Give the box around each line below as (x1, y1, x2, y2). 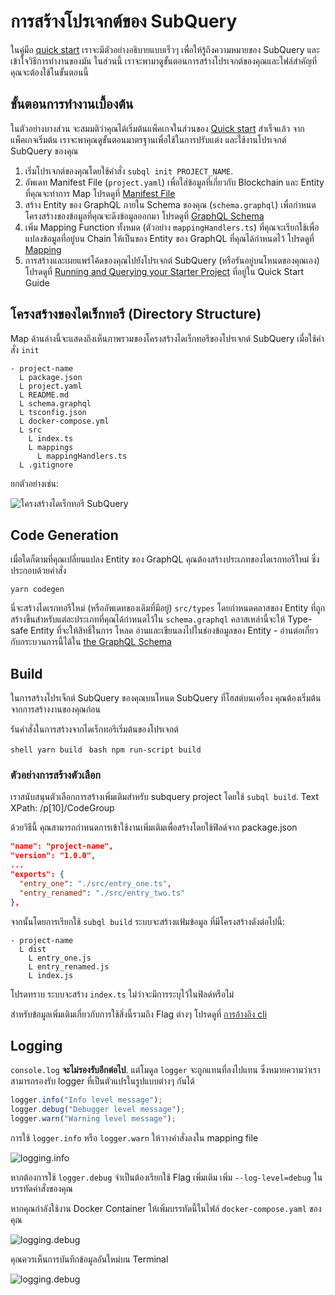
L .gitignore (19, 460, 74, 470)
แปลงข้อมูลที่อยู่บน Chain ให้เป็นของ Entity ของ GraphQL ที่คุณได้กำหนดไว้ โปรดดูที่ (24, 232, 315, 244)
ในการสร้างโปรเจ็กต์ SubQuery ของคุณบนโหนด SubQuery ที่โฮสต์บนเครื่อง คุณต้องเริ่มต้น (10, 692, 322, 704)
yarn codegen (10, 585, 65, 595)
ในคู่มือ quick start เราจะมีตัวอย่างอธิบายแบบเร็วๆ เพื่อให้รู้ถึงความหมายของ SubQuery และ (10, 43, 320, 55)
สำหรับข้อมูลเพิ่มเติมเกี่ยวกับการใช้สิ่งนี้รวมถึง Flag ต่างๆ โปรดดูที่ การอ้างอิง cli (10, 1008, 268, 1020)
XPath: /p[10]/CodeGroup (10, 802, 115, 814)
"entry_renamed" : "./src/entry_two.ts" (19, 888, 186, 898)
